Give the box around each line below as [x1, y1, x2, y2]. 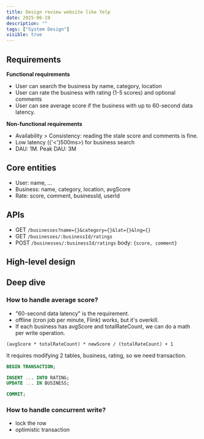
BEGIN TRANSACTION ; [6, 363, 56, 370]
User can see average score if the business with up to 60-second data [15, 101, 194, 109]
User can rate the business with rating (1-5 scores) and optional [15, 89, 176, 96]
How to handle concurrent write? [6, 406, 106, 415]
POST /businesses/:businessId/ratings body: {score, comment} [15, 239, 178, 246]
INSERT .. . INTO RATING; [6, 374, 70, 381]
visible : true [6, 32, 43, 38]
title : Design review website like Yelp [6, 9, 111, 15]
